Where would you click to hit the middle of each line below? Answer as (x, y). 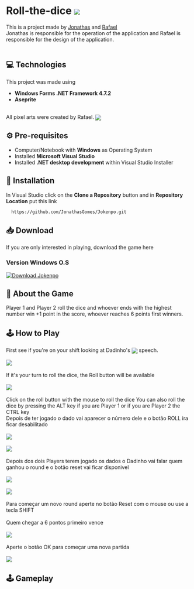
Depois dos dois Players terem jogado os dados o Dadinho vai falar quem (94, 461)
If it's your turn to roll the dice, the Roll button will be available (80, 375)
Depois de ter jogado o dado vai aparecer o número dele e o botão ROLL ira (97, 418)
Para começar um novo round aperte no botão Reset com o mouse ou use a (97, 504)
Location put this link (32, 201)
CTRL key (18, 412)
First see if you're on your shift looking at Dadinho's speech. (82, 350)
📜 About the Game (40, 294)
